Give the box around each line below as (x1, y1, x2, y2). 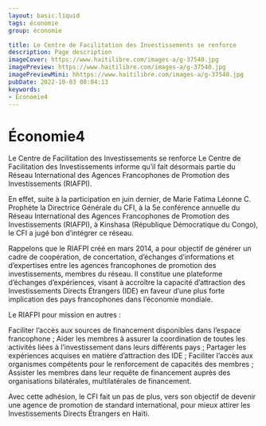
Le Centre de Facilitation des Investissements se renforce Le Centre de (8, 153, 241, 164)
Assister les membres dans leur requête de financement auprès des (8, 368, 231, 377)
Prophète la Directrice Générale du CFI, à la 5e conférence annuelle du (8, 203, 241, 212)
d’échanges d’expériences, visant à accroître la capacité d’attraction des (8, 278, 245, 287)
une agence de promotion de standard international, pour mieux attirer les (8, 400, 251, 410)
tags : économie (8, 19, 59, 27)
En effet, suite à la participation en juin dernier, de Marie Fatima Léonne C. (8, 195, 252, 204)
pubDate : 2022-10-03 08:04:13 (8, 77, 109, 86)
